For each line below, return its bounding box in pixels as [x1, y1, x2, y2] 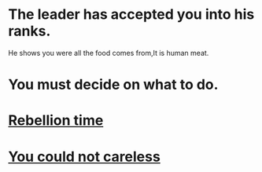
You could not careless [8, 148, 161, 166]
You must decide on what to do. [8, 76, 219, 93]
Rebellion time [8, 112, 104, 130]
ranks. [8, 22, 51, 40]
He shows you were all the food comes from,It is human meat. [8, 48, 209, 57]
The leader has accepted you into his [8, 5, 255, 24]
